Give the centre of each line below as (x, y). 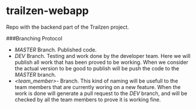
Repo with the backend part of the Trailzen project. (67, 27)
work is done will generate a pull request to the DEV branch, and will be (101, 93)
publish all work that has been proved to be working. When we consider (102, 62)
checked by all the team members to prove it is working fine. (88, 99)
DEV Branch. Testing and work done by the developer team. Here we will (102, 56)
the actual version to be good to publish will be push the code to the (97, 68)
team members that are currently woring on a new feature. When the (97, 87)
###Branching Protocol (34, 38)
